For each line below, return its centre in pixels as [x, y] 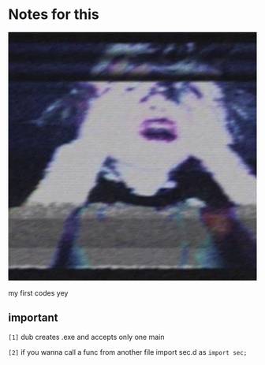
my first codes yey [38, 292]
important [33, 318]
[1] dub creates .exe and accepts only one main [86, 337]
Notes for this [54, 15]
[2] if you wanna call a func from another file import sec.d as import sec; [128, 352]
